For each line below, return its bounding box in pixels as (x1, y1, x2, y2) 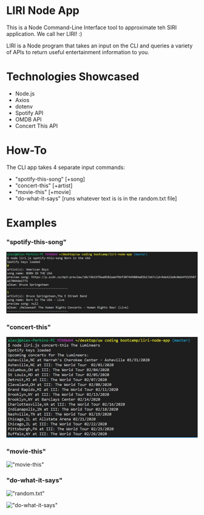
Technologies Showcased (6, 70, 140, 84)
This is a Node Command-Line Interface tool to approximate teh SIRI (6, 24, 177, 31)
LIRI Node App (6, 4, 80, 18)
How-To (6, 143, 47, 157)
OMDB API (15, 116, 42, 123)
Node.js (15, 89, 35, 97)
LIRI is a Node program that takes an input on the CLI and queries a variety (6, 42, 193, 49)
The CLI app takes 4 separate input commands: (6, 164, 126, 171)
